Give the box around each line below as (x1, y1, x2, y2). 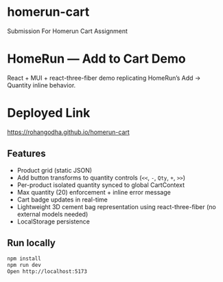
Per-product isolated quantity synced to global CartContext (16, 180, 185, 189)
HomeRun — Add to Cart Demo (7, 51, 187, 67)
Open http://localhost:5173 (7, 268, 88, 275)
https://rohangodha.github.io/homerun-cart (7, 128, 130, 136)
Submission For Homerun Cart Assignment (7, 27, 128, 35)
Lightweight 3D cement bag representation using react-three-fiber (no (16, 202, 216, 210)
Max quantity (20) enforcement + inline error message (16, 188, 172, 196)
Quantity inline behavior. (7, 80, 76, 89)
